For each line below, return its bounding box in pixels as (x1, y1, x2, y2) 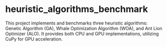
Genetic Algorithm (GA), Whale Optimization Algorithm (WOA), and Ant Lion (5, 25, 163, 31)
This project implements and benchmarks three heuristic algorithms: (5, 20, 148, 26)
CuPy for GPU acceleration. (5, 36, 63, 42)
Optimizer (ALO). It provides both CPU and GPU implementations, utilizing (5, 30, 159, 36)
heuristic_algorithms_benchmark (5, 3, 148, 15)
